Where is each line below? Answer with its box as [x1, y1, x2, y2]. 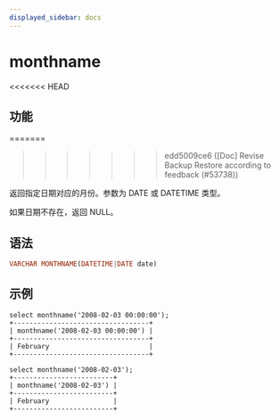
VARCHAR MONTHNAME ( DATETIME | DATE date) [9, 259, 158, 268]
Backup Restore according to [164, 160, 272, 170]
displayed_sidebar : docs [9, 12, 102, 22]
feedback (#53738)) [164, 169, 239, 180]
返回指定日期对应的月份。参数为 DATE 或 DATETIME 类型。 [9, 188, 226, 199]
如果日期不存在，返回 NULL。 [9, 207, 119, 218]
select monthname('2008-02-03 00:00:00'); [9, 310, 169, 319]
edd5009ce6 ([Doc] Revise [164, 151, 265, 161]
